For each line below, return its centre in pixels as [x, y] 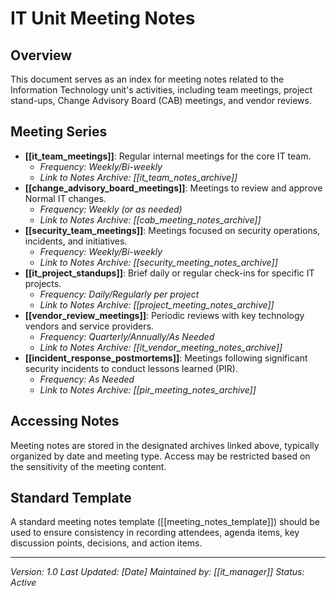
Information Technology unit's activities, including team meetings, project [161, 90]
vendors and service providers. [89, 326]
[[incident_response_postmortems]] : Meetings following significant [166, 358]
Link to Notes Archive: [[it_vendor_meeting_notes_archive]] [161, 347]
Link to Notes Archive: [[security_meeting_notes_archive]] [158, 262]
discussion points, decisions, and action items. [106, 543]
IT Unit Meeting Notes [103, 18]
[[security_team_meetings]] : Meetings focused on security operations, [172, 230]
